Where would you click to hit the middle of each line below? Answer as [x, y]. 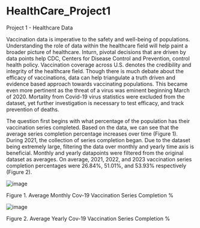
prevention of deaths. [33, 109]
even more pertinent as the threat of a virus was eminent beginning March [98, 90]
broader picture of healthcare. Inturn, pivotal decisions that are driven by [96, 52]
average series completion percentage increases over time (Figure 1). [92, 134]
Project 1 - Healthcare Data [40, 28]
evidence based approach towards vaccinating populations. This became [97, 84]
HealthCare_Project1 [59, 11]
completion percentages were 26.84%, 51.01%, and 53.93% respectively [96, 166]
